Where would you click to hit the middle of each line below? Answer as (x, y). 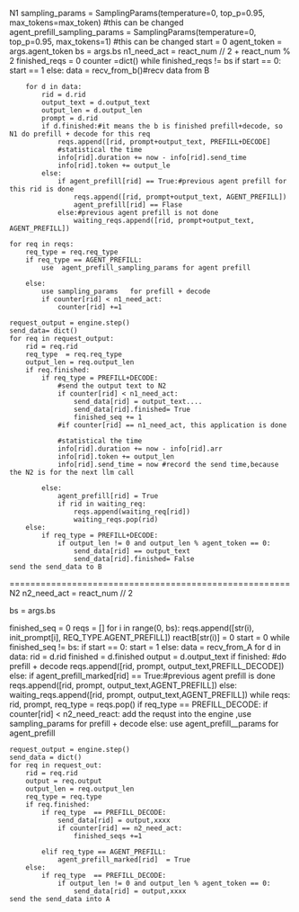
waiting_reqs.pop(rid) (116, 520)
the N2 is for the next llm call (72, 472)
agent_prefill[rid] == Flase (128, 205)
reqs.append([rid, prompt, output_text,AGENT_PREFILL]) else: (123, 685)
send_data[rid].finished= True (132, 409)
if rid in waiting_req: (101, 504)
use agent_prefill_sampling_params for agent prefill (146, 268)
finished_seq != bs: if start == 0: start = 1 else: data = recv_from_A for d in (145, 647)
